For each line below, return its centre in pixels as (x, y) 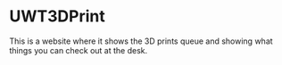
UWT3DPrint (57, 16)
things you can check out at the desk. (79, 50)
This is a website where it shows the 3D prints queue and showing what (141, 41)
